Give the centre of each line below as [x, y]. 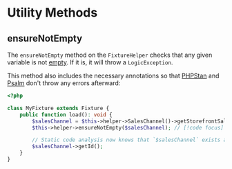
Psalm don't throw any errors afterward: [64, 83]
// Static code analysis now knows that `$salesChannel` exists [126, 140]
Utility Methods [52, 13]
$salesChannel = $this [65, 121]
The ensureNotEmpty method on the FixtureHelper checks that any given [110, 55]
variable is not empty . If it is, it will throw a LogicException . [90, 62]
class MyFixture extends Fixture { [58, 108]
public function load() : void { [66, 115]
